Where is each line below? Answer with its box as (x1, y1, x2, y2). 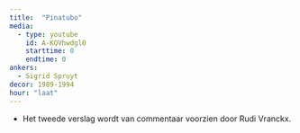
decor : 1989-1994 (9, 80, 75, 89)
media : (9, 22, 34, 31)
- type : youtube (17, 30, 78, 39)
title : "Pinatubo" (9, 13, 83, 22)
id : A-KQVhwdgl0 (25, 38, 87, 48)
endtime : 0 (25, 55, 67, 64)
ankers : (9, 64, 39, 73)
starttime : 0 (25, 47, 75, 56)
